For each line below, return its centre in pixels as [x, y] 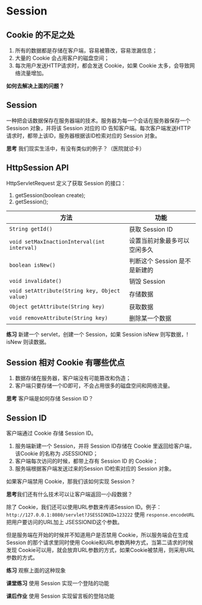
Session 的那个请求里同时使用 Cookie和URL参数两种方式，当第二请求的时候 [100, 543]
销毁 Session [147, 281]
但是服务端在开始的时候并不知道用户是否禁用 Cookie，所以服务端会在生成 [97, 535]
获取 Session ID [151, 229]
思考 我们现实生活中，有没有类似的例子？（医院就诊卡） [75, 148]
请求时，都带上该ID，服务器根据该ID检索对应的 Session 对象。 [83, 135]
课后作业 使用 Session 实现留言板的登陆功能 [60, 596]
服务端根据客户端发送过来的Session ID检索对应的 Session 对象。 [95, 469]
